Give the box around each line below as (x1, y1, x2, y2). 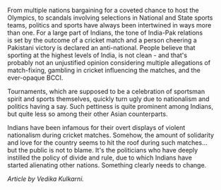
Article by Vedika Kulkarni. (7, 174, 85, 183)
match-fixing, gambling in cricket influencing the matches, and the (7, 66, 201, 74)
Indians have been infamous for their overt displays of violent (7, 124, 186, 131)
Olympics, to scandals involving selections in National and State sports (7, 13, 213, 22)
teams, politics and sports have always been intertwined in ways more (7, 21, 212, 29)
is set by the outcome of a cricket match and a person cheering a (7, 36, 198, 44)
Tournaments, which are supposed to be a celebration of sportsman (7, 88, 205, 95)
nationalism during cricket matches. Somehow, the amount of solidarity (7, 131, 214, 139)
